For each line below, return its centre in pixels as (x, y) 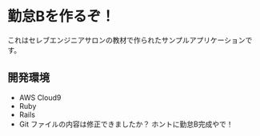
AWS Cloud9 (40, 98)
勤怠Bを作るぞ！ (61, 16)
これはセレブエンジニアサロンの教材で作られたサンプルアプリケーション (126, 40)
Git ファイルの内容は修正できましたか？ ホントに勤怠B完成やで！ (126, 124)
